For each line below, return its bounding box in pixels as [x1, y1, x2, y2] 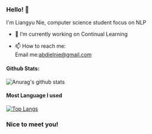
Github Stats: [6, 65, 40, 72]
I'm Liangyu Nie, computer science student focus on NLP [6, 19, 147, 26]
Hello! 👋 [6, 5, 30, 14]
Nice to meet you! [6, 120, 58, 128]
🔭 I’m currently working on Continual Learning [14, 31, 128, 38]
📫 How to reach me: [14, 42, 66, 50]
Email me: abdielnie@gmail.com [14, 51, 92, 59]
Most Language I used [6, 92, 63, 99]
